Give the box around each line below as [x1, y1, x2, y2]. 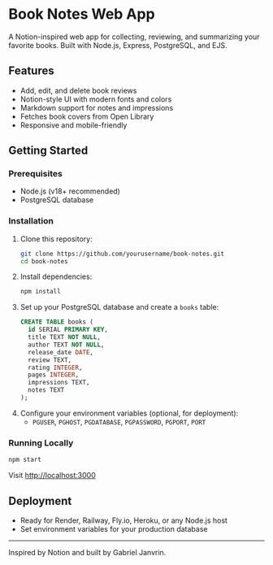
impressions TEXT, [28, 379, 90, 387]
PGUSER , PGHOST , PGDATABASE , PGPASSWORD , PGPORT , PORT [32, 416, 206, 427]
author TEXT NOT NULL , [28, 341, 105, 349]
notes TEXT [28, 386, 65, 394]
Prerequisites [8, 168, 63, 180]
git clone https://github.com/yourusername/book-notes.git [19, 250, 225, 258]
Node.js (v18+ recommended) [19, 186, 120, 196]
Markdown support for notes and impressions [19, 102, 174, 112]
